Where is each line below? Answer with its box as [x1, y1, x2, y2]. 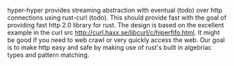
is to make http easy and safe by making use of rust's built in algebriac [7, 44, 212, 51]
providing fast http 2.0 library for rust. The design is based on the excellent [7, 21, 224, 29]
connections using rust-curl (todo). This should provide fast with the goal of [7, 13, 227, 22]
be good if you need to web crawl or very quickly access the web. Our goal [7, 36, 225, 44]
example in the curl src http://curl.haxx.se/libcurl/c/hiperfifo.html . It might [7, 28, 220, 37]
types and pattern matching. [7, 51, 90, 59]
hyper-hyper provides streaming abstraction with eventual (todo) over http [7, 6, 223, 14]
